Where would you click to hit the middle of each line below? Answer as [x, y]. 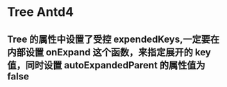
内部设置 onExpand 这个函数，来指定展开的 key [109, 52]
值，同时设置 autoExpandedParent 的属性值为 [107, 65]
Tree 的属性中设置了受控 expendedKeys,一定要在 [113, 39]
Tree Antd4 [41, 12]
